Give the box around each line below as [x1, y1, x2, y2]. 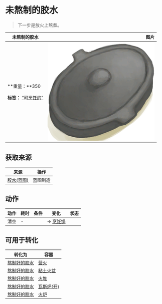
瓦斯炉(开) [38, 283, 59, 289]
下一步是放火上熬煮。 [17, 22, 62, 28]
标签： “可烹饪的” [7, 95, 44, 101]
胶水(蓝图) [7, 177, 29, 183]
